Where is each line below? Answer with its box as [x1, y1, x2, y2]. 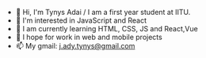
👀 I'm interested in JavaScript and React [15, 16, 147, 25]
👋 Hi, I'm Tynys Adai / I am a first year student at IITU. [15, 8, 191, 16]
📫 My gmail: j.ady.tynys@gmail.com [15, 42, 135, 50]
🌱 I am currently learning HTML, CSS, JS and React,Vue [15, 24, 198, 33]
